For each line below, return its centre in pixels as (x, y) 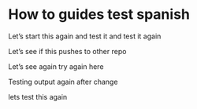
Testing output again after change (63, 82)
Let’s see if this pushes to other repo (67, 51)
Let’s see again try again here (56, 66)
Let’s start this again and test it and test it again (85, 36)
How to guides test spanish (99, 15)
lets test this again (38, 96)
